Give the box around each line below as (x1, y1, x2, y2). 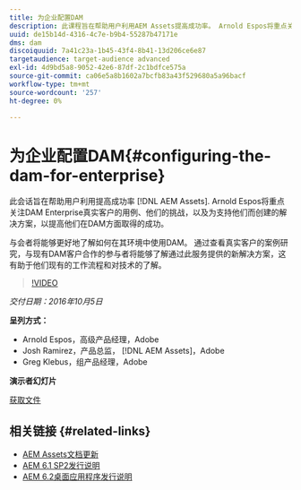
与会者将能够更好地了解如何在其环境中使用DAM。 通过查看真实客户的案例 (9, 237, 280, 248)
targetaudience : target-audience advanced (9, 55, 170, 64)
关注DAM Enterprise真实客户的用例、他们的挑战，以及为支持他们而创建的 (9, 207, 279, 218)
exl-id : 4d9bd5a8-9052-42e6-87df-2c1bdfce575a (9, 64, 186, 73)
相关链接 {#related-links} (9, 423, 151, 439)
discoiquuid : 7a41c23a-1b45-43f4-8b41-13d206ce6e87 (9, 47, 206, 56)
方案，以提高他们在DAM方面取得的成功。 (16, 219, 168, 229)
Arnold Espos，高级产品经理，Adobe (21, 334, 159, 345)
